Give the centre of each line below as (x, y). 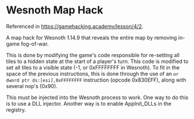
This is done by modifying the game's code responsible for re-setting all (93, 55)
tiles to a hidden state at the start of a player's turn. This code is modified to (97, 61)
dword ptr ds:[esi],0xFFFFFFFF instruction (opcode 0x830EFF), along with (96, 80)
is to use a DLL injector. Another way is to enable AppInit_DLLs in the (89, 103)
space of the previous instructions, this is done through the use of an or (93, 73)
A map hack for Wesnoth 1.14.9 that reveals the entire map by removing (91, 37)
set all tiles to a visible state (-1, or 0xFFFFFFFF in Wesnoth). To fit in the (93, 67)
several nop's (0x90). (32, 86)
